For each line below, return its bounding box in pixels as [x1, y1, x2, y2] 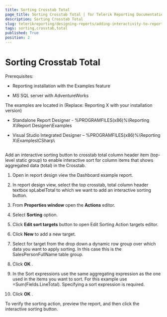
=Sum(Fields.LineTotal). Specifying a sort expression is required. [12, 282, 145, 288]
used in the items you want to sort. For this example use [12, 276, 127, 282]
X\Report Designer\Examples [12, 122, 72, 128]
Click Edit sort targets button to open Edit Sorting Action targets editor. [12, 222, 159, 228]
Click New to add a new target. [12, 231, 76, 237]
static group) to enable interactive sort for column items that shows [15, 157, 154, 163]
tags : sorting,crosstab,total [5, 26, 68, 31]
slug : [5, 21, 16, 26]
